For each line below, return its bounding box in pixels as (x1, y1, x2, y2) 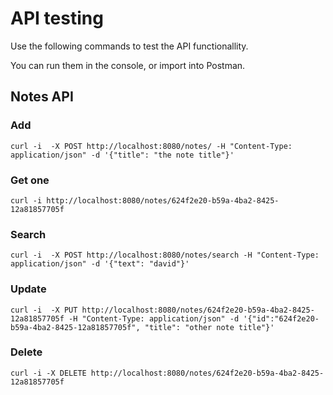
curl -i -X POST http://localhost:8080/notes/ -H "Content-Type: (10, 141, 293, 151)
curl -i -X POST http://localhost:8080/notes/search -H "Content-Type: (10, 250, 320, 261)
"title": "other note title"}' (144, 322, 275, 332)
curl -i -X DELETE (10, 368, 87, 378)
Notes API (10, 88, 74, 106)
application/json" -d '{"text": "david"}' (10, 259, 190, 269)
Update (10, 282, 47, 296)
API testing (10, 7, 104, 30)
